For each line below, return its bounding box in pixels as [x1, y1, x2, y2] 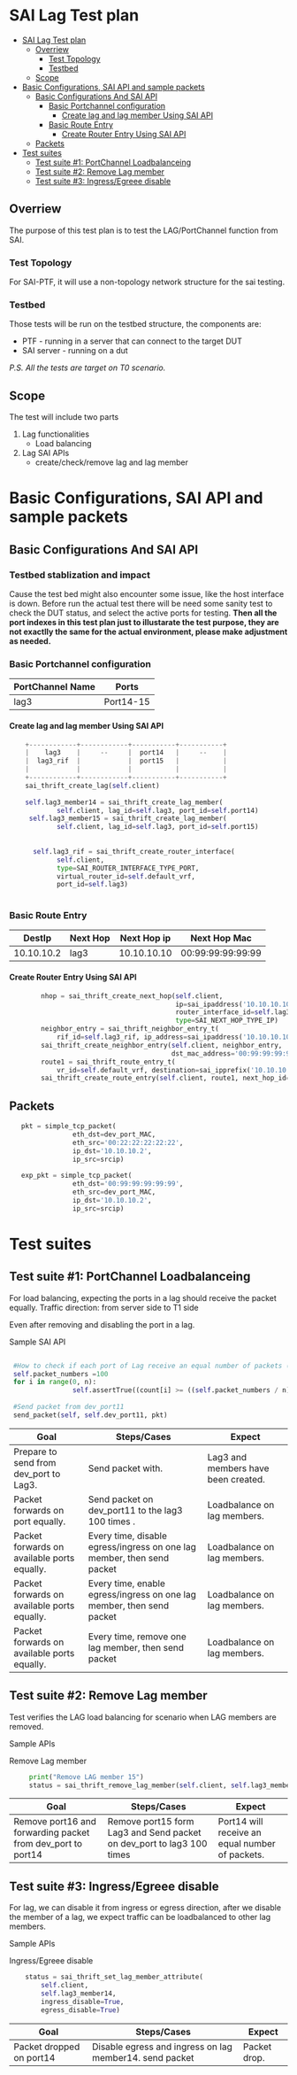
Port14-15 [103, 696, 150, 708]
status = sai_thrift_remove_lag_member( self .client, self [28, 1781, 247, 1790]
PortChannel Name [13, 681, 95, 693]
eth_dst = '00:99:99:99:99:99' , [72, 1180, 184, 1188]
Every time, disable [88, 1529, 168, 1542]
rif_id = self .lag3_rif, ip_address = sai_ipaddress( [56, 1033, 243, 1041]
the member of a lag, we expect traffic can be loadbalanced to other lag [9, 1912, 271, 1923]
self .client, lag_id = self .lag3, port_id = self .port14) [56, 806, 259, 815]
